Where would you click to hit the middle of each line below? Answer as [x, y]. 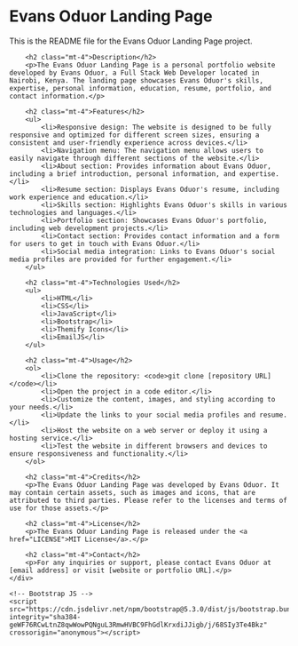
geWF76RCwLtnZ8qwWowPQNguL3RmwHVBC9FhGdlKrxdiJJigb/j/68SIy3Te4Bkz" [138, 625]
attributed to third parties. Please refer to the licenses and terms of [149, 500]
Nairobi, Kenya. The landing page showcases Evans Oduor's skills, [137, 80]
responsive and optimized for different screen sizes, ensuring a [134, 135]
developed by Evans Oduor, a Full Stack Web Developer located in [134, 73]
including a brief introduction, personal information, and [123, 174]
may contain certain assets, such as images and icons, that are [132, 492]
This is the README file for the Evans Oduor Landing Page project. [131, 41]
